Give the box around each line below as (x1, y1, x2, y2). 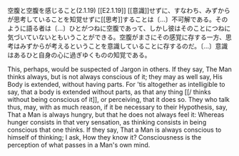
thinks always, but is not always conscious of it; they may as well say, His (7, 73, 223, 80)
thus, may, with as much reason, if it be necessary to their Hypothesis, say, (7, 103, 228, 111)
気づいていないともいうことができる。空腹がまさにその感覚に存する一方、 (7, 33, 226, 41)
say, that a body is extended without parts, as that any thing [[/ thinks (7, 88, 212, 96)
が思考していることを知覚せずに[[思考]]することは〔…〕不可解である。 (7, 15, 215, 24)
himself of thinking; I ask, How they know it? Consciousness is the (7, 133, 202, 141)
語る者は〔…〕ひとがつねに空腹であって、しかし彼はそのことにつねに (26, 24, 231, 32)
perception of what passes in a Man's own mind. (7, 141, 151, 149)
